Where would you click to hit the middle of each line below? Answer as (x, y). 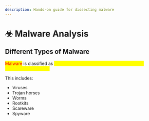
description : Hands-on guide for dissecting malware (60, 10)
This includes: (19, 78)
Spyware (21, 113)
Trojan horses (26, 93)
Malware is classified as (29, 63)
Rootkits (20, 103)
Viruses (20, 87)
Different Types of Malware (47, 52)
